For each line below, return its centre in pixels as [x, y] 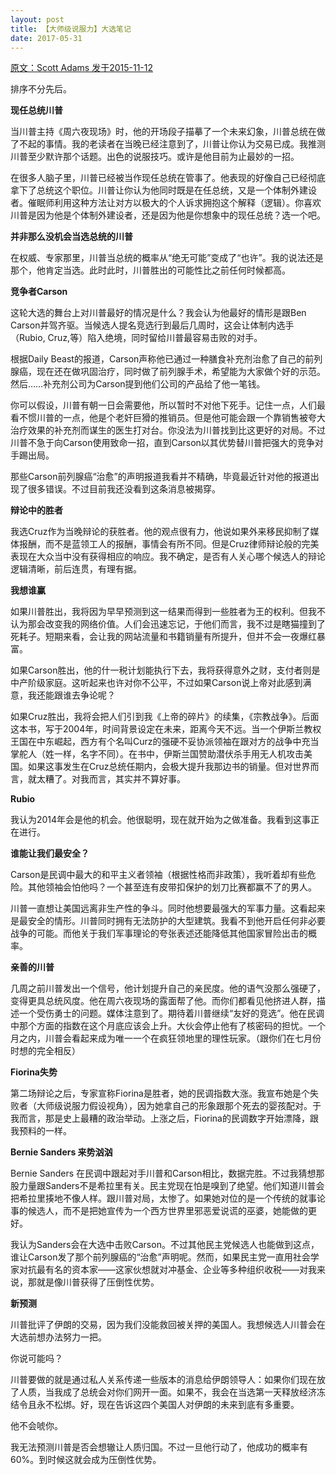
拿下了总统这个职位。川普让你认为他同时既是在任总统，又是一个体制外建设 [163, 190]
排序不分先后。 [41, 89]
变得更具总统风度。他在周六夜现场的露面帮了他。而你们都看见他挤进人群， [163, 1001]
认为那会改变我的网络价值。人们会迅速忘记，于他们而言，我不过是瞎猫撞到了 [168, 624]
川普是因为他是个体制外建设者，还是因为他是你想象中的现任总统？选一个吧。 [168, 215]
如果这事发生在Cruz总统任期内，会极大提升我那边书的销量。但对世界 [169, 767]
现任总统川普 [36, 110]
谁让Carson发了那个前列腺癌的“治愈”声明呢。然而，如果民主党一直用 [151, 1257]
